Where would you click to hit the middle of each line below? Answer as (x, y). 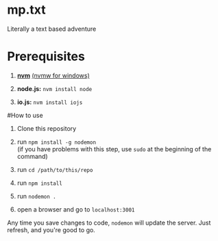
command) (32, 156)
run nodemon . (36, 196)
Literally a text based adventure (52, 29)
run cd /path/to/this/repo (55, 169)
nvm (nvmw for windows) (53, 75)
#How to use (25, 115)
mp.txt (26, 10)
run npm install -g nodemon (57, 142)
